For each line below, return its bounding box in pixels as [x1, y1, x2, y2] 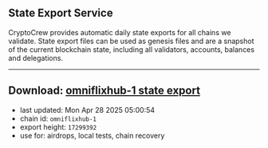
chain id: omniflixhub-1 [19, 114, 97, 123]
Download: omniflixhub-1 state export [8, 84, 201, 98]
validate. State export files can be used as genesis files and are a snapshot [8, 36, 254, 46]
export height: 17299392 [19, 122, 97, 131]
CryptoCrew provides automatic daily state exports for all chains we [8, 27, 231, 37]
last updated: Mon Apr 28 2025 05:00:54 [19, 105, 156, 114]
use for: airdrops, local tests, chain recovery [19, 130, 165, 140]
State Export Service [8, 6, 113, 20]
